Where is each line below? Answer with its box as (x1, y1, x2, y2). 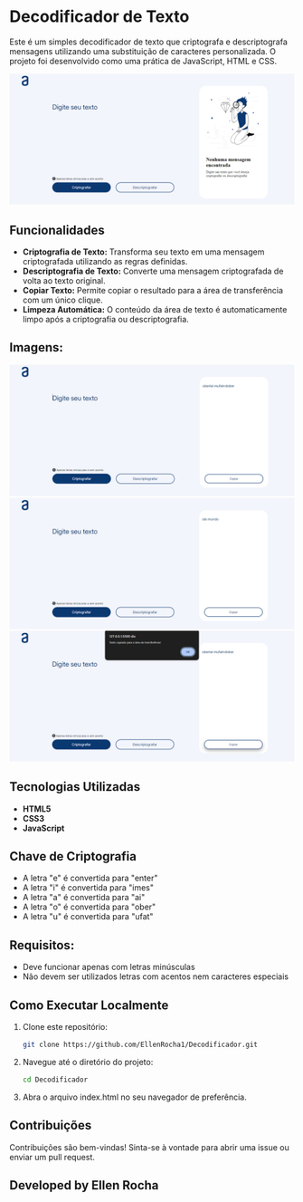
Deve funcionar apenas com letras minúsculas (22, 962, 196, 973)
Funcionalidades (9, 222, 106, 237)
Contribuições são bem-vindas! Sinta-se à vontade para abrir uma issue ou (9, 1141, 289, 1152)
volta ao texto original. (22, 275, 106, 286)
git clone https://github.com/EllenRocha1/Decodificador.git (22, 1040, 259, 1050)
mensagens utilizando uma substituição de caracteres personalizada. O (9, 45, 276, 56)
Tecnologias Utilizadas (9, 779, 141, 794)
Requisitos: (9, 938, 75, 953)
